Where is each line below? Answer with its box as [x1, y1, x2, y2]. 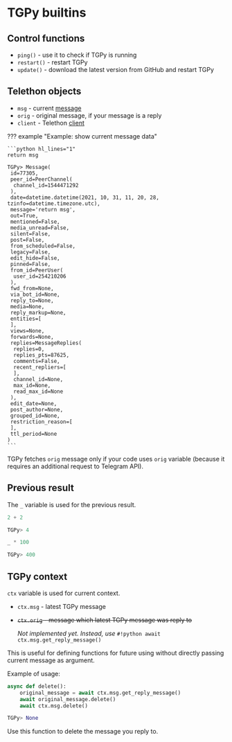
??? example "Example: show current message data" [7, 132, 158, 140]
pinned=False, [10, 260, 51, 267]
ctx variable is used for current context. [7, 589, 121, 597]
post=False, [10, 236, 45, 243]
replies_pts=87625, [13, 351, 70, 358]
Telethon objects [7, 85, 82, 98]
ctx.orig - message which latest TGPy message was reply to [17, 615, 193, 624]
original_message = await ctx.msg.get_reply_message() [19, 689, 181, 696]
